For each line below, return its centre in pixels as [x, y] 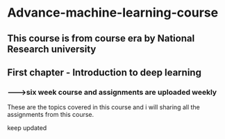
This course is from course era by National [101, 38]
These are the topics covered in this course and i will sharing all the [103, 107]
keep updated [27, 128]
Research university [52, 49]
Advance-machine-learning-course [113, 13]
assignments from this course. [51, 115]
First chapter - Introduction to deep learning [104, 72]
